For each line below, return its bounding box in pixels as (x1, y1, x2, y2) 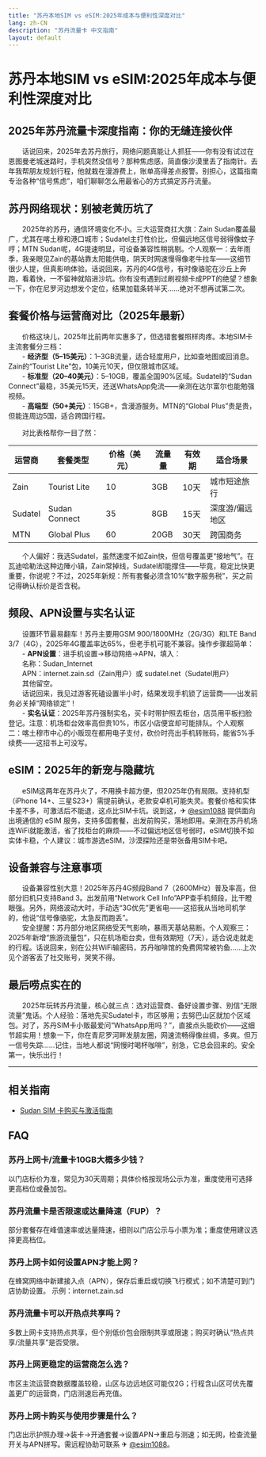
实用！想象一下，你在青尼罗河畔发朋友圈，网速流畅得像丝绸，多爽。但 (21, 1031, 251, 1040)
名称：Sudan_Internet (21, 659, 93, 668)
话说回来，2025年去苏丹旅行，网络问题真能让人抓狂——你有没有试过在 (21, 147, 255, 156)
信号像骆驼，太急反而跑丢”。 (39, 913, 133, 923)
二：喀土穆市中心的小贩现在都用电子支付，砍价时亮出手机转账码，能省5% (8, 728, 249, 737)
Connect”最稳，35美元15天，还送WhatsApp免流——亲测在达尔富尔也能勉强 (8, 381, 255, 391)
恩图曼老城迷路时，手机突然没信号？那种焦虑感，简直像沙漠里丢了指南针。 (8, 156, 251, 166)
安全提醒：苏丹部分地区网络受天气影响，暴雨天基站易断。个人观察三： (21, 923, 251, 932)
